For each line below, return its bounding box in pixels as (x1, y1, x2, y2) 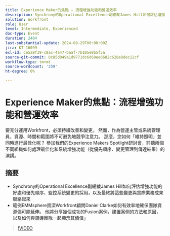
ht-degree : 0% (5, 69, 35, 74)
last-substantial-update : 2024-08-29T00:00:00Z (5, 41, 108, 46)
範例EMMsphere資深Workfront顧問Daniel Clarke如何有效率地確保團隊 (12, 202, 158, 208)
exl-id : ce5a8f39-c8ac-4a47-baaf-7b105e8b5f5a (5, 50, 105, 55)
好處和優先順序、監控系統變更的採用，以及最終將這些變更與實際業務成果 (12, 189, 163, 195)
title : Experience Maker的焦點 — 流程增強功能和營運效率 (5, 7, 117, 13)
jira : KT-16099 (5, 45, 37, 50)
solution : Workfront (5, 17, 49, 22)
